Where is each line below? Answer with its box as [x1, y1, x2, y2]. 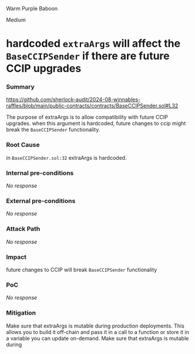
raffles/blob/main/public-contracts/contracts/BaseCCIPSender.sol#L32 [6, 102, 179, 109]
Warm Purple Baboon [6, 5, 58, 12]
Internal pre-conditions [6, 168, 74, 177]
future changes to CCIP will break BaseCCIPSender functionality [6, 266, 157, 273]
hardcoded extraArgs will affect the [6, 37, 181, 50]
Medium [6, 16, 26, 23]
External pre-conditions [6, 197, 76, 205]
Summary [6, 83, 35, 91]
